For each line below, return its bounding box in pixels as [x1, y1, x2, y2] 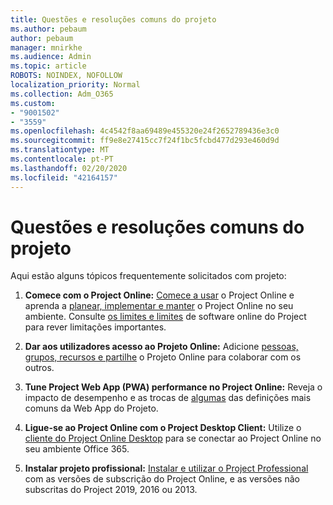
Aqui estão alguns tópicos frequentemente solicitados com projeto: [10, 270, 287, 282]
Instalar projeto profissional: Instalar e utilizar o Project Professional [24, 462, 309, 475]
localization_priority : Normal [10, 80, 141, 90]
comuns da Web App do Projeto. [24, 402, 159, 415]
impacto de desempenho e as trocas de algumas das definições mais [24, 392, 312, 404]
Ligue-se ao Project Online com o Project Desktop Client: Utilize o [24, 422, 302, 434]
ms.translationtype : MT [10, 145, 110, 155]
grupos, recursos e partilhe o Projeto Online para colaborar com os [24, 351, 302, 363]
